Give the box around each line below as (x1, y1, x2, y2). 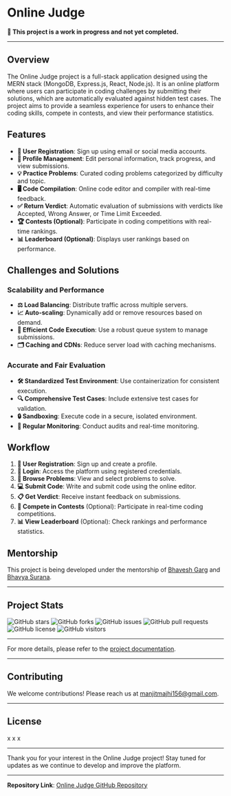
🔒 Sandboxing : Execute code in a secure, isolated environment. (16, 411, 197, 420)
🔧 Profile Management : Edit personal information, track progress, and (16, 154, 216, 162)
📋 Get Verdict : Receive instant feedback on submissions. (16, 493, 181, 501)
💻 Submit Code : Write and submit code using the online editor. (16, 482, 197, 491)
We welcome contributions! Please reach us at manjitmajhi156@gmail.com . (7, 689, 219, 698)
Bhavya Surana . (7, 573, 52, 581)
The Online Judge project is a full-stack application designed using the (7, 72, 208, 80)
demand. (16, 319, 43, 327)
